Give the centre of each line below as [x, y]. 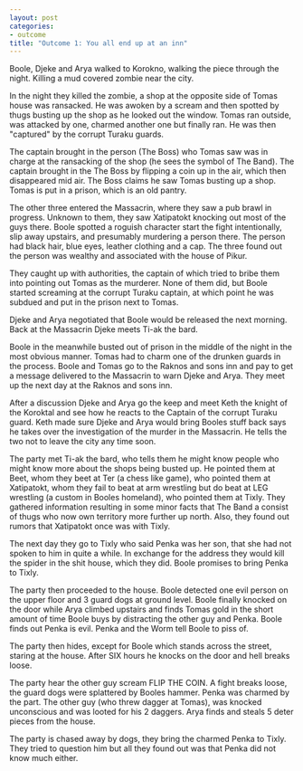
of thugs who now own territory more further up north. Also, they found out [149, 517]
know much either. [44, 758]
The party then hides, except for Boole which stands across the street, [141, 646]
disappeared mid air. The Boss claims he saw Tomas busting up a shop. [143, 181]
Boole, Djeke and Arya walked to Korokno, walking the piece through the [144, 69]
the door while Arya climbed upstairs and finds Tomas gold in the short [142, 609]
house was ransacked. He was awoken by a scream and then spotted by [144, 106]
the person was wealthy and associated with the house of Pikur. [128, 256]
